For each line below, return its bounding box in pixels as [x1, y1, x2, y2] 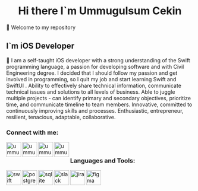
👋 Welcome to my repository [6, 24, 76, 31]
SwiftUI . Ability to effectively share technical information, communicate [6, 82, 181, 89]
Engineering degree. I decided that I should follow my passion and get [6, 69, 178, 77]
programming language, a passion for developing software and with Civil [6, 63, 184, 70]
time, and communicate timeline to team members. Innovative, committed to [6, 101, 193, 108]
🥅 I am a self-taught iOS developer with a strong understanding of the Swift [6, 56, 190, 63]
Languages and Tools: [70, 156, 136, 164]
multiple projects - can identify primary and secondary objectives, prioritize [6, 94, 191, 101]
